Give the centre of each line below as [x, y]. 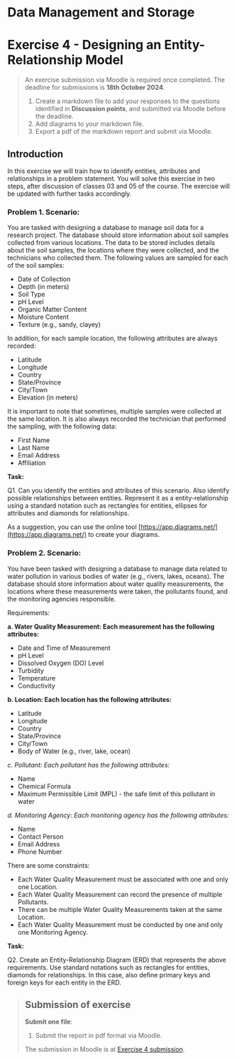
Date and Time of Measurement [64, 648]
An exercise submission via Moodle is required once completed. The [125, 80]
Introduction [35, 154]
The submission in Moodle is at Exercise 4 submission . [105, 1049]
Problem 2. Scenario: [44, 553]
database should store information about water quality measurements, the [116, 584]
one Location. [38, 886]
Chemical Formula [44, 786]
